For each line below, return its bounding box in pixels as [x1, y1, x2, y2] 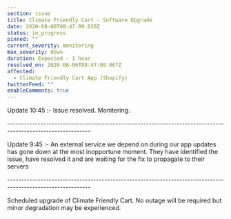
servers [7, 162, 29, 171]
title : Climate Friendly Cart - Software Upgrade [7, 17, 153, 23]
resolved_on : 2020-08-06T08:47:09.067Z [7, 61, 122, 68]
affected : [7, 68, 36, 75]
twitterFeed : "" [7, 81, 54, 88]
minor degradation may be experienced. [7, 204, 121, 212]
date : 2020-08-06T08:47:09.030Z [7, 23, 100, 30]
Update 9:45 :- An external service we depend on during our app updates [7, 140, 217, 149]
